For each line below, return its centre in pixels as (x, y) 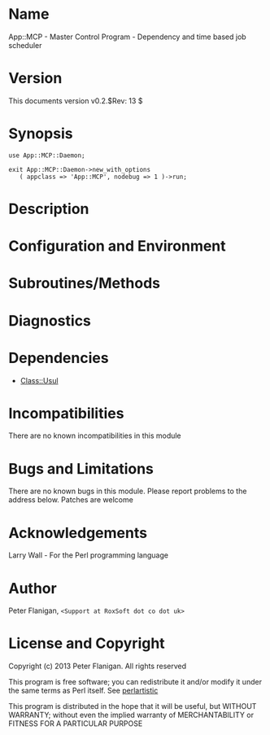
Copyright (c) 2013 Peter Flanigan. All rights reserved (98, 666)
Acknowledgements (78, 533)
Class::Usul (39, 380)
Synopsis (41, 134)
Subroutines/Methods (85, 284)
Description (49, 209)
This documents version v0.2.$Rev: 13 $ (76, 101)
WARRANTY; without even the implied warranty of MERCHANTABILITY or (131, 715)
